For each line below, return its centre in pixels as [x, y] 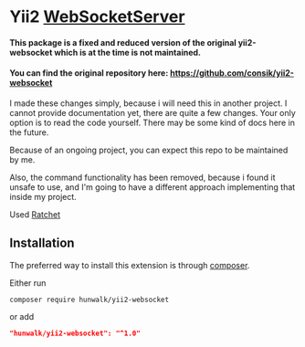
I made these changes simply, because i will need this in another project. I [148, 103]
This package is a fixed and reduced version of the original [123, 42]
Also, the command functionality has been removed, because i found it [142, 177]
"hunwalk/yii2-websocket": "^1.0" [75, 333]
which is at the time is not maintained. [127, 52]
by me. [22, 159]
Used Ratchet [35, 214]
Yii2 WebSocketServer [97, 17]
